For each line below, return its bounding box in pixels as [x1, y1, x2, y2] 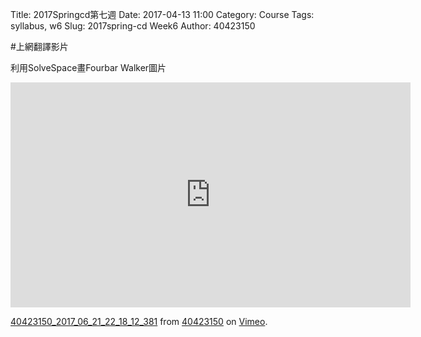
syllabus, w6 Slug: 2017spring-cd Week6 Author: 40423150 [10, 20, 256, 32]
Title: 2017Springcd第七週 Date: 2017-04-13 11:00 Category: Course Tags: [10, 9, 315, 20]
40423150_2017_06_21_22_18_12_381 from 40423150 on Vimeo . [10, 316, 268, 327]
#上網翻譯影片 [10, 41, 69, 52]
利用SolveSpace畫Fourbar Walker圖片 [10, 62, 167, 73]
